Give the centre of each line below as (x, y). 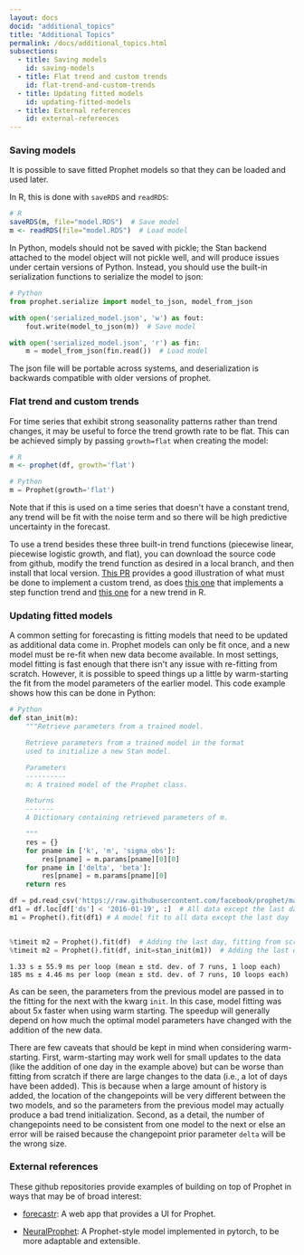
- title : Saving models (62, 60)
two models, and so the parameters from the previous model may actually (147, 1105)
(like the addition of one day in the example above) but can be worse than (147, 1066)
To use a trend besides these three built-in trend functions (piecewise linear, (152, 545)
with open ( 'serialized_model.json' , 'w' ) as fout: (107, 318)
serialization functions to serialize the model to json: (106, 277)
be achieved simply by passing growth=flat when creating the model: (139, 441)
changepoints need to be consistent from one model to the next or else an (147, 1124)
